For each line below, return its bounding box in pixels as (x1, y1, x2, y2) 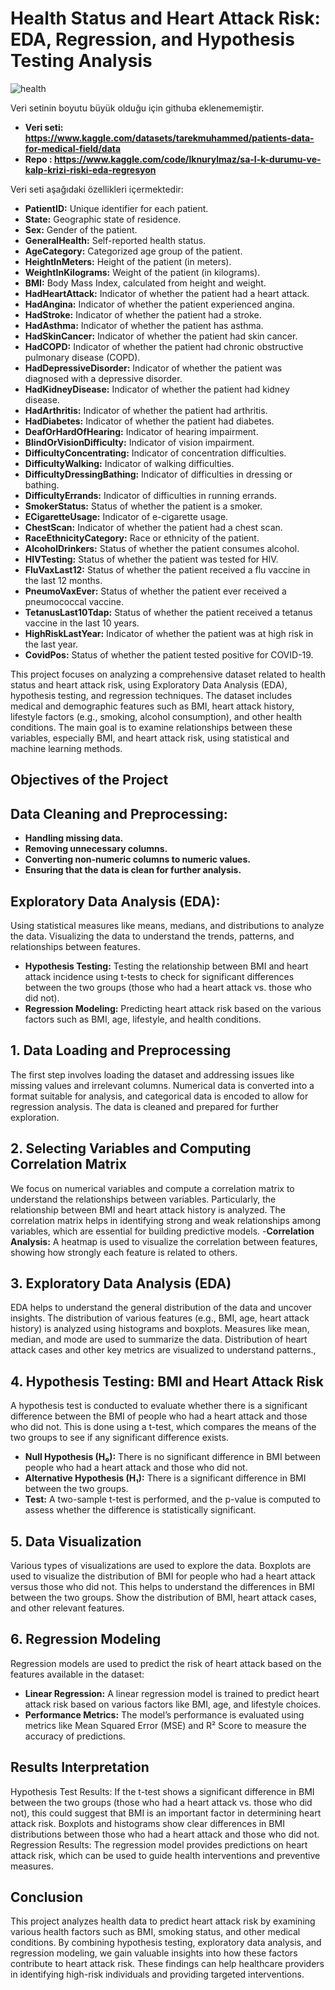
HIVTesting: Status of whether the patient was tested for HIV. (24, 553, 279, 565)
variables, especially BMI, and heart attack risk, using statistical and (10, 732, 290, 744)
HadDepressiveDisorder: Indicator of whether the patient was (24, 362, 283, 374)
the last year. (24, 638, 79, 650)
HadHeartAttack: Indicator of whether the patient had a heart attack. (24, 287, 310, 299)
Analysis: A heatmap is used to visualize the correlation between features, (10, 1235, 318, 1247)
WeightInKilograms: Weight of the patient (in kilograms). (24, 266, 261, 278)
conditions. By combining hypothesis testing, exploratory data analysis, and (10, 1937, 322, 1949)
